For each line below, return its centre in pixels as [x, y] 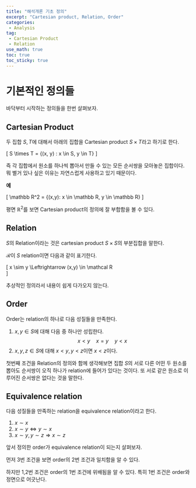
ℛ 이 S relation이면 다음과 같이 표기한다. [52, 255]
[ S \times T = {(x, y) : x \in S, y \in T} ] [52, 154]
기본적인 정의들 [40, 91]
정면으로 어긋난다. [27, 479]
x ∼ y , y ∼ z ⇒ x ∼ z [40, 435]
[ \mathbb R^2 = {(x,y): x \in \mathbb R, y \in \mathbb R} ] [75, 197]
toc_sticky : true [27, 60]
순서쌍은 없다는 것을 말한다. [52, 378]
